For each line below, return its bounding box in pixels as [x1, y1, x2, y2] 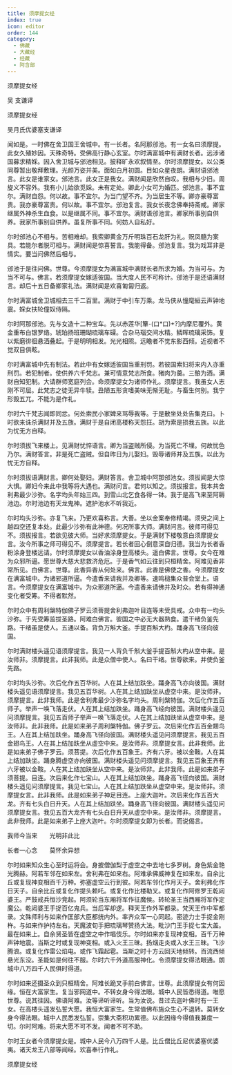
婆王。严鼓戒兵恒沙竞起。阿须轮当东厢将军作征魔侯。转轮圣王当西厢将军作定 [7, 895, 225, 903]
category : [7, 36, 36, 43]
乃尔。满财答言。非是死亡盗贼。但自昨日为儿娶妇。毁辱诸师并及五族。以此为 [7, 449, 225, 458]
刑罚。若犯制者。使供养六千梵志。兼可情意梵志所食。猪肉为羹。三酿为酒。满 [7, 369, 225, 377]
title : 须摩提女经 [7, 10, 55, 17]
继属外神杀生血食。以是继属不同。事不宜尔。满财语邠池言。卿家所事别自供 [7, 209, 219, 217]
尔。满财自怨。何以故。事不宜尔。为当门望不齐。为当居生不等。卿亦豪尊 [7, 191, 213, 200]
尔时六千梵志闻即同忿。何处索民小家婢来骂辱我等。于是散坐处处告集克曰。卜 [7, 409, 225, 418]
